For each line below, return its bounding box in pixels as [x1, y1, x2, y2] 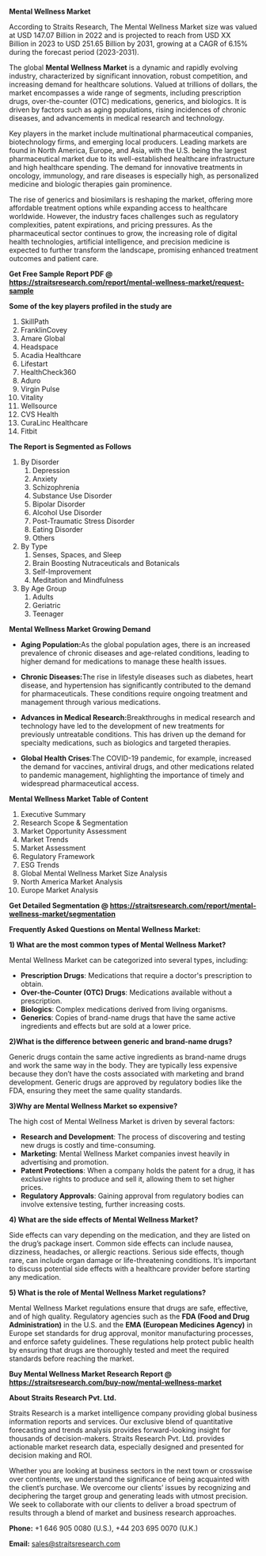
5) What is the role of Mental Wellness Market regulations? [9, 1288, 207, 1297]
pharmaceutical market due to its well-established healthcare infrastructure [9, 154, 256, 164]
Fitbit [20, 426, 38, 436]
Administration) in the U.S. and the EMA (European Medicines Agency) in [9, 1320, 253, 1329]
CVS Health [20, 410, 59, 419]
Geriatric [32, 601, 62, 610]
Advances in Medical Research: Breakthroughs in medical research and [20, 713, 256, 722]
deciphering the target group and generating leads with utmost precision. [9, 1492, 249, 1500]
